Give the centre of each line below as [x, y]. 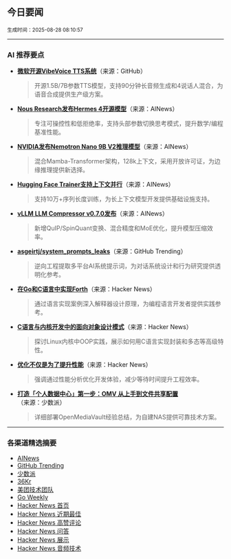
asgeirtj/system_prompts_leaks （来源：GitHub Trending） [102, 251]
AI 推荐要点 [26, 55]
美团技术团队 [35, 490]
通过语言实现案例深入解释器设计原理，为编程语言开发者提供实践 [124, 304]
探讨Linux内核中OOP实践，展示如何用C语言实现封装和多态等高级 [126, 341]
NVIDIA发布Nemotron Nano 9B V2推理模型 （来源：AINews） [104, 147]
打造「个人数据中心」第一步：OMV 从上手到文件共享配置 [98, 394]
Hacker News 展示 [43, 540]
